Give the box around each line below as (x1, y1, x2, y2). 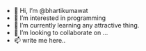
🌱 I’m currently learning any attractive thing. (13, 21, 140, 29)
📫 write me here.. (13, 37, 66, 44)
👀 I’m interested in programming (13, 14, 106, 22)
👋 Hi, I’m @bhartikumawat (13, 7, 88, 14)
